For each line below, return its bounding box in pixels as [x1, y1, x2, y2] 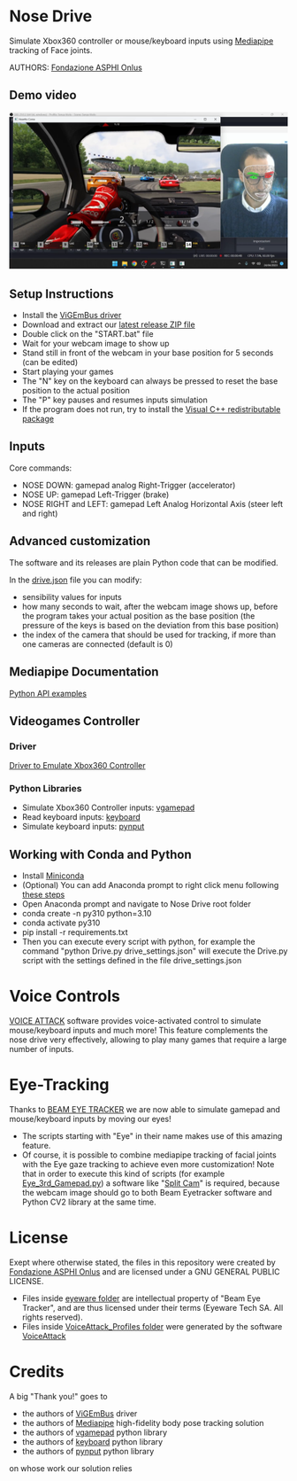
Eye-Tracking [9, 1075, 110, 1095]
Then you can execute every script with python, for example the [21, 937, 255, 947]
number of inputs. [9, 1044, 74, 1055]
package [21, 414, 55, 425]
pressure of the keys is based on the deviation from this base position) [21, 620, 279, 630]
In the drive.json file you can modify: [9, 574, 142, 585]
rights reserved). [21, 1312, 83, 1322]
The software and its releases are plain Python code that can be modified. [9, 557, 278, 568]
